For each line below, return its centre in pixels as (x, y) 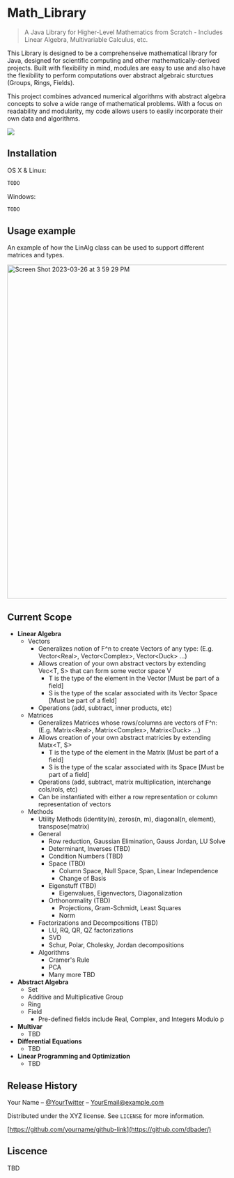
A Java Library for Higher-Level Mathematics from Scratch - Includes (123, 32)
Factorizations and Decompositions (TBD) (98, 923)
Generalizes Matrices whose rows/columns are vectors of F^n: (128, 723)
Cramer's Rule (69, 960)
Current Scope (40, 617)
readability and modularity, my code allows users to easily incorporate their (115, 111)
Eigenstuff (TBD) (72, 886)
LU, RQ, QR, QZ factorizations (91, 930)
